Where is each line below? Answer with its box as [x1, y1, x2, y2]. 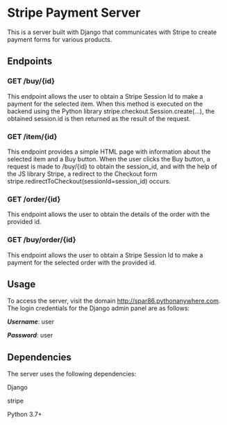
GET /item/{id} [7, 131, 58, 141]
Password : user [7, 331, 53, 339]
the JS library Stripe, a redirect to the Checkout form [7, 169, 158, 178]
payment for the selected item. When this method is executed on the [7, 99, 203, 108]
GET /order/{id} [7, 194, 61, 204]
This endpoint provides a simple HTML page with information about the [7, 147, 211, 156]
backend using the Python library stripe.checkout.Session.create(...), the [7, 106, 215, 115]
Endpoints [7, 56, 53, 67]
